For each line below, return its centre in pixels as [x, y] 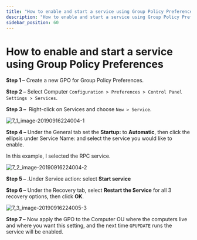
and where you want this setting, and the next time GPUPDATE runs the [89, 226]
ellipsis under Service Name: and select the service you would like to [89, 138]
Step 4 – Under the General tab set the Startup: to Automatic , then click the [98, 132]
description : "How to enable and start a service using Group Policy [93, 17]
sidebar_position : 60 [33, 22]
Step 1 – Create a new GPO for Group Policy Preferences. [75, 81]
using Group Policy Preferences [85, 64]
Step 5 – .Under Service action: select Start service [69, 179]
